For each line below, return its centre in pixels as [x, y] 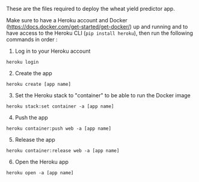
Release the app [35, 140]
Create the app [33, 73]
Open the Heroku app [42, 162]
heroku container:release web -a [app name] [63, 151]
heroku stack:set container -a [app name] [60, 106]
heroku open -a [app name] [40, 173]
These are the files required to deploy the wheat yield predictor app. [91, 9]
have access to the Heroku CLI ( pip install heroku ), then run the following [100, 33]
